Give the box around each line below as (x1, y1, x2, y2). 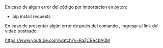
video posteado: (5, 28, 38, 33)
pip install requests (12, 14, 51, 19)
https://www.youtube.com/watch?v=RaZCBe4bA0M (5, 37, 110, 43)
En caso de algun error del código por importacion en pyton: (5, 4, 128, 10)
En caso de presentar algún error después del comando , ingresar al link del (5, 23, 159, 29)
